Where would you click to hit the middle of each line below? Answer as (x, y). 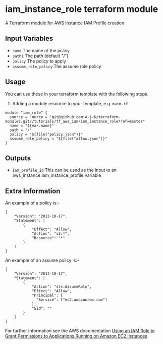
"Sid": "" (42, 309)
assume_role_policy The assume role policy (57, 66)
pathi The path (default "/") (40, 56)
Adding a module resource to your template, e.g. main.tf (70, 103)
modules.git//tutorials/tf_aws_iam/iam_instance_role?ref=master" (75, 121)
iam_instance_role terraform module (82, 9)
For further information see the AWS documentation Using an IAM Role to (80, 331)
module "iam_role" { (27, 113)
